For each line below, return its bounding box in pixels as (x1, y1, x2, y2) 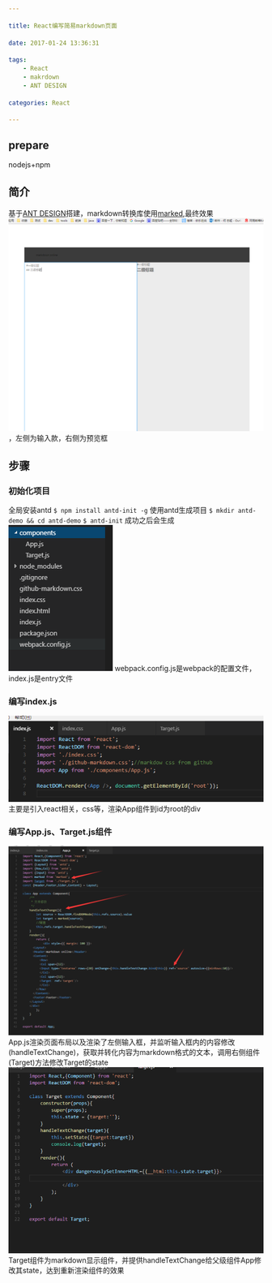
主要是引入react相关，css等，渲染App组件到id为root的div (8, 803, 201, 813)
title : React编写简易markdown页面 (8, 21, 117, 30)
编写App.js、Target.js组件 (8, 826, 113, 837)
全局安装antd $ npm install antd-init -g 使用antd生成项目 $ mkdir (8, 506, 235, 515)
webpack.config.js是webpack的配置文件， (114, 664, 257, 674)
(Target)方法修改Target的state (8, 1057, 109, 1067)
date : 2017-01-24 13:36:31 (8, 39, 100, 47)
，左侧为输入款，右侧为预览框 (8, 433, 108, 442)
